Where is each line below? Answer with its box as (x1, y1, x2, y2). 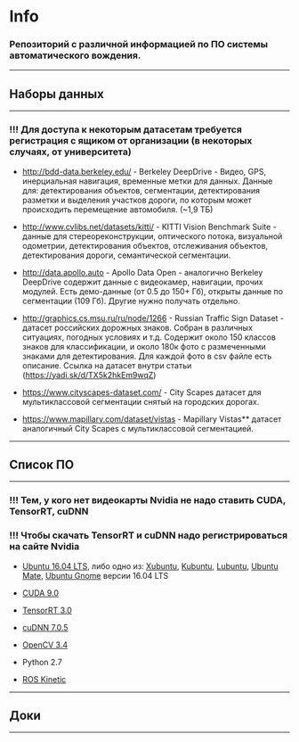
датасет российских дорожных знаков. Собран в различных (21, 322, 254, 333)
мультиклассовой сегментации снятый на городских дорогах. (21, 396, 260, 407)
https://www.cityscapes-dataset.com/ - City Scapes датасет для (21, 386, 263, 398)
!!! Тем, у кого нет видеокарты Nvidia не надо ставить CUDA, (9, 494, 287, 507)
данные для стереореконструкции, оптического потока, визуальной (21, 230, 283, 242)
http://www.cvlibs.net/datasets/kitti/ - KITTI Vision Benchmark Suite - (21, 221, 278, 232)
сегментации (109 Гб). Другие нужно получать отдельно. (21, 295, 240, 306)
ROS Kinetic (21, 673, 67, 684)
